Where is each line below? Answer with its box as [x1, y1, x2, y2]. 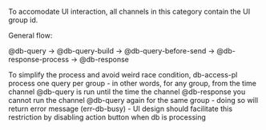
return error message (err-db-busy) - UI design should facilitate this [8, 104, 233, 113]
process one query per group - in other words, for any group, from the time [8, 79, 256, 88]
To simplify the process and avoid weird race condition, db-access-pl [8, 70, 238, 79]
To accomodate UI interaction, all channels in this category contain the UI [8, 7, 251, 16]
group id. [8, 15, 38, 25]
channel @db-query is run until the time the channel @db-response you [8, 87, 246, 97]
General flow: [8, 31, 53, 40]
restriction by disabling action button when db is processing [8, 112, 207, 122]
